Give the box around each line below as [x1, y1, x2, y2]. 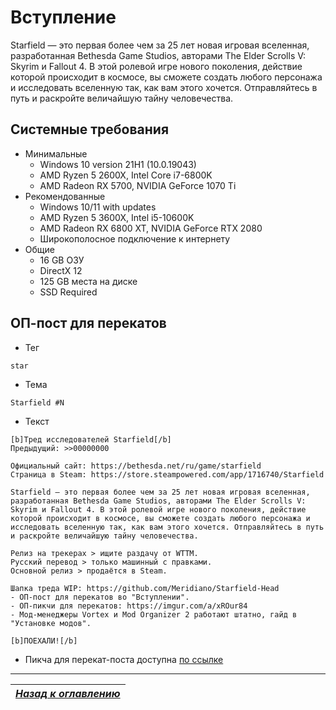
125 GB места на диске [39, 275, 138, 287]
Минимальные [24, 147, 88, 160]
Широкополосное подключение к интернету [39, 232, 231, 245]
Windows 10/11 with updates [39, 201, 157, 213]
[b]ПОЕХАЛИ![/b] [10, 636, 78, 646]
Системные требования [10, 121, 170, 138]
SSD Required [39, 286, 98, 298]
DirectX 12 [39, 264, 83, 276]
